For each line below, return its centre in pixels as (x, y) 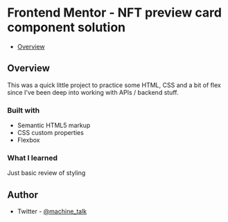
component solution (67, 27)
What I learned (32, 158)
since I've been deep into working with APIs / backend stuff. (93, 92)
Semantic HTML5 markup (54, 125)
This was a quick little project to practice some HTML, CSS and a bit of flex (114, 85)
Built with (24, 110)
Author (23, 195)
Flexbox (28, 140)
